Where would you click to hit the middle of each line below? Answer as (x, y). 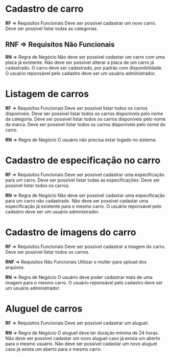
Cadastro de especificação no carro (83, 160)
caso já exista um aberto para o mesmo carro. (54, 349)
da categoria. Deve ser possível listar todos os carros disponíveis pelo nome (86, 119)
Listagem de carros (47, 94)
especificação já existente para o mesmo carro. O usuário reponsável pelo (83, 206)
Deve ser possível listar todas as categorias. (52, 28)
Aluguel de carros (44, 309)
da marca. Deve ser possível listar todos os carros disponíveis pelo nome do (86, 124)
